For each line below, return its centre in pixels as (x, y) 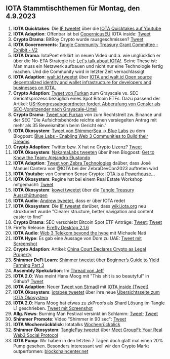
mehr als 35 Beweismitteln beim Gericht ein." (60, 125)
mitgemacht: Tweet (33, 184)
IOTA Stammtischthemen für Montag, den (73, 8)
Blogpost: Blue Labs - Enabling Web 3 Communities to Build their (81, 136)
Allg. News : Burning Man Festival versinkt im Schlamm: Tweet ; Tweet (86, 313)
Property (22, 254)
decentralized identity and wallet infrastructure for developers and (82, 82)
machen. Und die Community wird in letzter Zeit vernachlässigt (79, 71)
